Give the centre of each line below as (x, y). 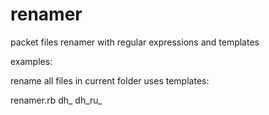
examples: (31, 61)
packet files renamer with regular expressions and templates (135, 42)
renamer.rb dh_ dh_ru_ (56, 100)
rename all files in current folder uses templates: (110, 80)
